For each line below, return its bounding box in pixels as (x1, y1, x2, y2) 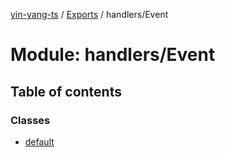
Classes (10, 113, 51, 127)
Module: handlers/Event (10, 44, 216, 66)
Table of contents (10, 83, 122, 100)
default (24, 135, 55, 148)
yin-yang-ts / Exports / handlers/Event (10, 9, 169, 20)
